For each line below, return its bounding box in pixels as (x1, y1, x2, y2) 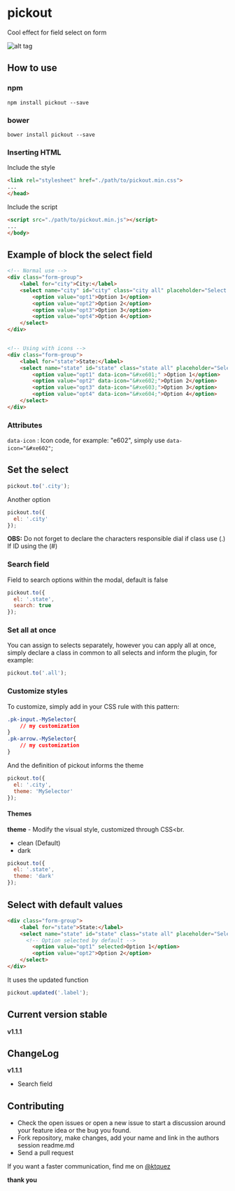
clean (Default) (17, 839, 61, 847)
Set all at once (7, 625, 57, 635)
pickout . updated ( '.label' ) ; (7, 989, 90, 996)
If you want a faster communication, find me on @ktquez (7, 1162, 171, 1171)
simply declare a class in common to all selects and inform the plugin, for (7, 648, 218, 657)
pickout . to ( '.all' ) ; (7, 670, 68, 677)
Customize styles (7, 686, 69, 696)
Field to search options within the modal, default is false (7, 575, 169, 584)
